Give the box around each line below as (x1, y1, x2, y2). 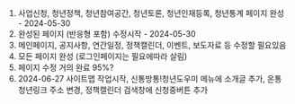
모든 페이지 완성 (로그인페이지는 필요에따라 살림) (17, 51, 188, 61)
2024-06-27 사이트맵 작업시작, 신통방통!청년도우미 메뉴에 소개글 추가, (17, 74, 265, 83)
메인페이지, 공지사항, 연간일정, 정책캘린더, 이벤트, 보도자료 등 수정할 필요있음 (17, 39, 287, 50)
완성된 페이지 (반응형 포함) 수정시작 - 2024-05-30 (17, 29, 196, 39)
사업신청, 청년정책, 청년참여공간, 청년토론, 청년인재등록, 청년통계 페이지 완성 (17, 8, 285, 18)
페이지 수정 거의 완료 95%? (17, 62, 114, 73)
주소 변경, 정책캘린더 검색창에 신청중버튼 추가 (49, 84, 209, 95)
